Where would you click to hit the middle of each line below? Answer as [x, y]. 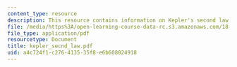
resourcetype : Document [42, 40]
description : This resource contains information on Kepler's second [112, 20]
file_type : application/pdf [49, 33]
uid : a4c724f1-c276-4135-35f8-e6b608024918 [72, 53]
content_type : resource [42, 14]
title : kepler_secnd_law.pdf [50, 46]
